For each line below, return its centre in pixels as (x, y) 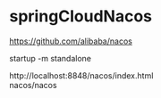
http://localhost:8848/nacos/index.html (81, 75)
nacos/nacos (33, 85)
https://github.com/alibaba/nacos (71, 41)
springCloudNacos (81, 16)
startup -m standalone (51, 58)
